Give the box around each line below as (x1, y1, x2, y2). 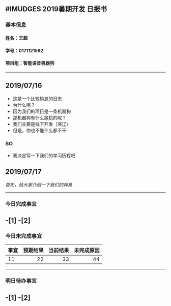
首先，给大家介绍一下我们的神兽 (5, 181, 72, 188)
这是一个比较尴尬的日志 (12, 96, 62, 102)
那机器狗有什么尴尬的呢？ (12, 114, 67, 120)
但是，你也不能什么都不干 (12, 127, 67, 133)
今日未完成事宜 (5, 232, 42, 239)
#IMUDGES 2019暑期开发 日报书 (5, 5, 107, 14)
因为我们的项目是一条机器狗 (12, 108, 71, 114)
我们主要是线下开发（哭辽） (12, 121, 71, 127)
